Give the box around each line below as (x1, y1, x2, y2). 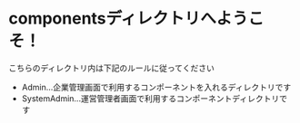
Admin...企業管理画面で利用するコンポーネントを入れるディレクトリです (21, 81, 292, 92)
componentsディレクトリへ (8, 8, 217, 29)
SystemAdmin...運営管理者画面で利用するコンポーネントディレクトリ (21, 92, 280, 104)
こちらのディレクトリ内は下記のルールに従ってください (8, 62, 215, 73)
